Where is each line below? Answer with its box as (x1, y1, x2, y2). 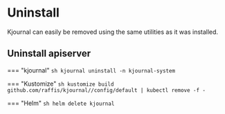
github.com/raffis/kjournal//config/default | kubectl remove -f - (7, 86, 206, 94)
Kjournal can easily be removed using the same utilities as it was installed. (7, 28, 219, 36)
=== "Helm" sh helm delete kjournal (7, 99, 115, 107)
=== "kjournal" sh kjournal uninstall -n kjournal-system (7, 66, 175, 74)
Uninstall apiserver (7, 48, 91, 59)
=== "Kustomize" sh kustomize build (7, 79, 114, 88)
